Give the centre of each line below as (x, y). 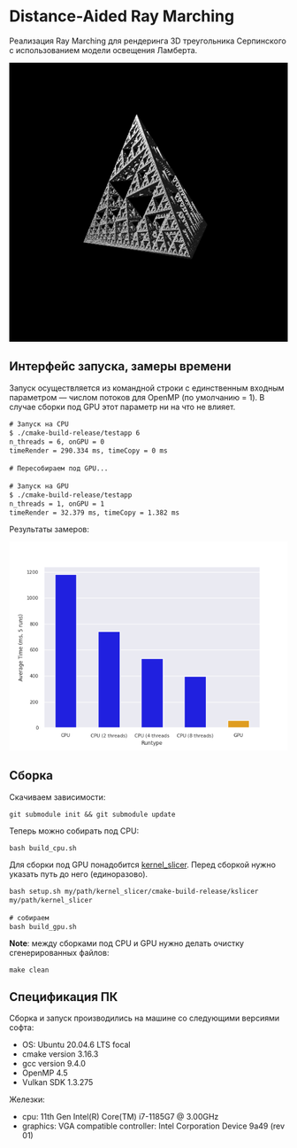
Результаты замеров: (49, 529)
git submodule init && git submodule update (92, 814)
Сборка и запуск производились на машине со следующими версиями (145, 1018)
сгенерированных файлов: (59, 952)
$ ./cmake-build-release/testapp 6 (75, 433)
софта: (22, 1028)
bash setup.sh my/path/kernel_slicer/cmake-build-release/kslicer (134, 891)
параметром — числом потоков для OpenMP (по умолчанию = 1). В (137, 397)
